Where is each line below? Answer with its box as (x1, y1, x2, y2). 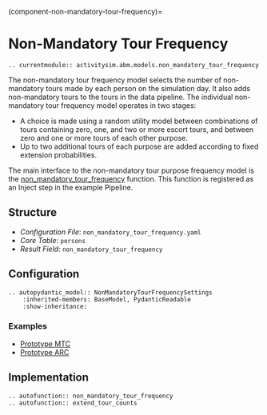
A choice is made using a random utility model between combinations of (19, 116, 258, 126)
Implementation (8, 371, 90, 385)
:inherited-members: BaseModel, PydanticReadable (22, 295, 192, 303)
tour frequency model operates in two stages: (45, 100, 197, 110)
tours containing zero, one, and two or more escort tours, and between (19, 124, 254, 134)
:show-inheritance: (22, 302, 88, 310)
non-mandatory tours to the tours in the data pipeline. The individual (8, 92, 233, 102)
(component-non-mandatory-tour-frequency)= (8, 7, 163, 16)
